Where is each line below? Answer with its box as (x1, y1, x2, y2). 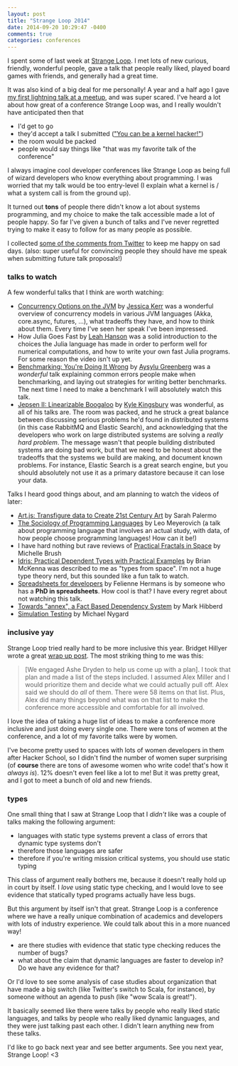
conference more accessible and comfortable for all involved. (24, 703, 205, 711)
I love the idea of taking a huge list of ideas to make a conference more (7, 717, 215, 725)
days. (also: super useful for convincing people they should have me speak (7, 247, 227, 255)
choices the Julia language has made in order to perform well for (17, 340, 207, 348)
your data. (17, 476, 48, 485)
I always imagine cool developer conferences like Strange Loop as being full (7, 166, 231, 175)
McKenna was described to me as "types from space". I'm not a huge (17, 564, 222, 573)
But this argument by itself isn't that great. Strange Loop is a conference (7, 904, 219, 913)
